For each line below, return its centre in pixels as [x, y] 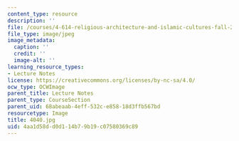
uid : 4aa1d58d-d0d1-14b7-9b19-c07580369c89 [73, 126]
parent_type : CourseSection [49, 100]
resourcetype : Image [38, 113]
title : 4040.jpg [31, 120]
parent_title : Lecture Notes [51, 93]
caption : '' [32, 47]
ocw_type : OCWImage [36, 87]
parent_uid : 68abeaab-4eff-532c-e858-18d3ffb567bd [84, 107]
